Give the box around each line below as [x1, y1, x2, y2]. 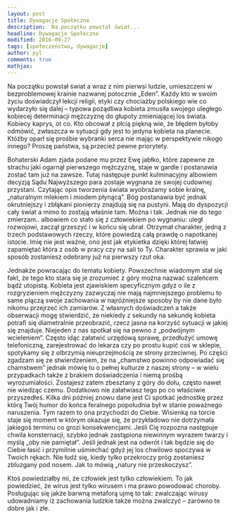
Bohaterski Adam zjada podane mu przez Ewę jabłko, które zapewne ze [7, 155, 215, 164]
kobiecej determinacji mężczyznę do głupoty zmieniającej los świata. [7, 112, 208, 120]
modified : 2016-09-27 [7, 37, 71, 44]
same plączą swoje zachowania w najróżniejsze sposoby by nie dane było [7, 296, 222, 305]
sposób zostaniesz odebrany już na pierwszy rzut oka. [7, 252, 166, 261]
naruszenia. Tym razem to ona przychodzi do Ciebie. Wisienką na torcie [7, 408, 216, 416]
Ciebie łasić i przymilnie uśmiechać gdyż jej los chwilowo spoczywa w [7, 445, 211, 454]
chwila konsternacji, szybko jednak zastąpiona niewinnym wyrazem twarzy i [7, 430, 229, 439]
